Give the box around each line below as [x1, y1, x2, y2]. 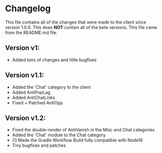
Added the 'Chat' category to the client [12, 84, 91, 90]
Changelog [5, 3, 51, 14]
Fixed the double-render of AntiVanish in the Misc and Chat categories [12, 127, 155, 133]
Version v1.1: [5, 71, 44, 79]
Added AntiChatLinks [12, 94, 55, 101]
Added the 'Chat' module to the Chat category [12, 132, 106, 138]
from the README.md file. [5, 29, 58, 35]
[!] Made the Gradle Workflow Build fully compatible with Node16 [12, 137, 143, 143]
